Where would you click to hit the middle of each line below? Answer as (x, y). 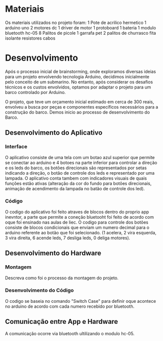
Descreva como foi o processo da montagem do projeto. (62, 278)
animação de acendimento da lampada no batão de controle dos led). (75, 188)
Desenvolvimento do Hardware (53, 253)
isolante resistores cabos (30, 38)
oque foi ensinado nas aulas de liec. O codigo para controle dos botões (77, 222)
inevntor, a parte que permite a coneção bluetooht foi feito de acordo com (80, 217)
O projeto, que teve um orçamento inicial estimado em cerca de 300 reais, (80, 102)
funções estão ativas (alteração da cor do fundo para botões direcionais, (78, 183)
